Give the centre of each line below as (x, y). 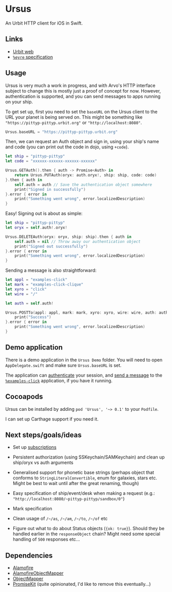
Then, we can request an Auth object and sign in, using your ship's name (82, 142)
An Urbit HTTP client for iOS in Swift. (44, 23)
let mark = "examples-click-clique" (44, 284)
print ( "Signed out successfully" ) (51, 246)
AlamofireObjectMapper (38, 573)
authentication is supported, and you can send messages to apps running (83, 96)
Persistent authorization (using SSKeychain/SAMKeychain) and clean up (89, 457)
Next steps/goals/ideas (44, 435)
